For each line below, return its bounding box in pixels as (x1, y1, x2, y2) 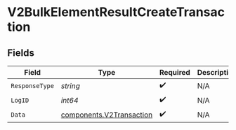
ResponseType (11, 82, 55, 89)
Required (159, 68, 191, 77)
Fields (7, 47, 35, 59)
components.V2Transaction (60, 110, 153, 120)
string (60, 81, 81, 91)
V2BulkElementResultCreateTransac (7, 4, 225, 20)
